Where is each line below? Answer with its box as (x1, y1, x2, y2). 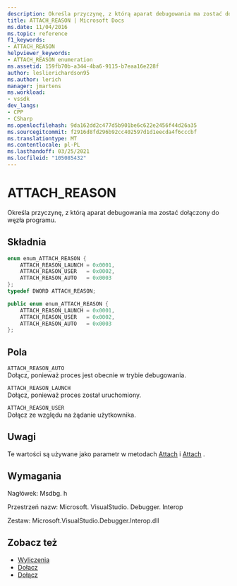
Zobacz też (7, 537, 58, 549)
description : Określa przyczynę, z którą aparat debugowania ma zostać (7, 10, 222, 18)
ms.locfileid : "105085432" (7, 154, 87, 162)
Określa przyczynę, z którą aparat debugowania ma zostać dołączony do (7, 208, 220, 216)
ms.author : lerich (7, 75, 61, 83)
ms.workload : (7, 89, 46, 96)
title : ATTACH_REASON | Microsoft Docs (7, 17, 125, 24)
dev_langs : (7, 102, 39, 109)
